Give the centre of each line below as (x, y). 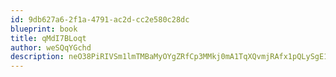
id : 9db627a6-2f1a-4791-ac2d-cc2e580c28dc (100, 19)
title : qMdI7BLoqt (48, 38)
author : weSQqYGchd (51, 47)
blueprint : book (44, 29)
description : (37, 57)
